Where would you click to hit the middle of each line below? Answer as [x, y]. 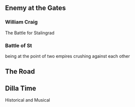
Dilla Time [21, 88]
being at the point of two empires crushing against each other [67, 56]
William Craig [21, 22]
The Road [20, 71]
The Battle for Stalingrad [30, 33]
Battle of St [19, 45]
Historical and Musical [27, 100]
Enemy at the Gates [36, 8]
